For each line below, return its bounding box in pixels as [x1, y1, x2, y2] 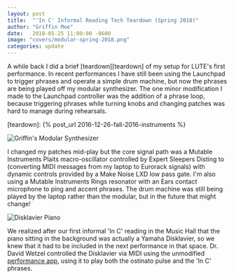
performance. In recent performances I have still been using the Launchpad [7, 69, 226, 78]
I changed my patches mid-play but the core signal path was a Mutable [7, 148, 213, 156]
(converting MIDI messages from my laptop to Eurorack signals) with [7, 163, 205, 170]
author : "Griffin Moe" [7, 23, 74, 30]
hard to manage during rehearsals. [7, 107, 107, 115]
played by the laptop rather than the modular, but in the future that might [7, 192, 216, 200]
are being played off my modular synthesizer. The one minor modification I [7, 85, 223, 93]
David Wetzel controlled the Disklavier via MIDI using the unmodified [7, 250, 205, 257]
